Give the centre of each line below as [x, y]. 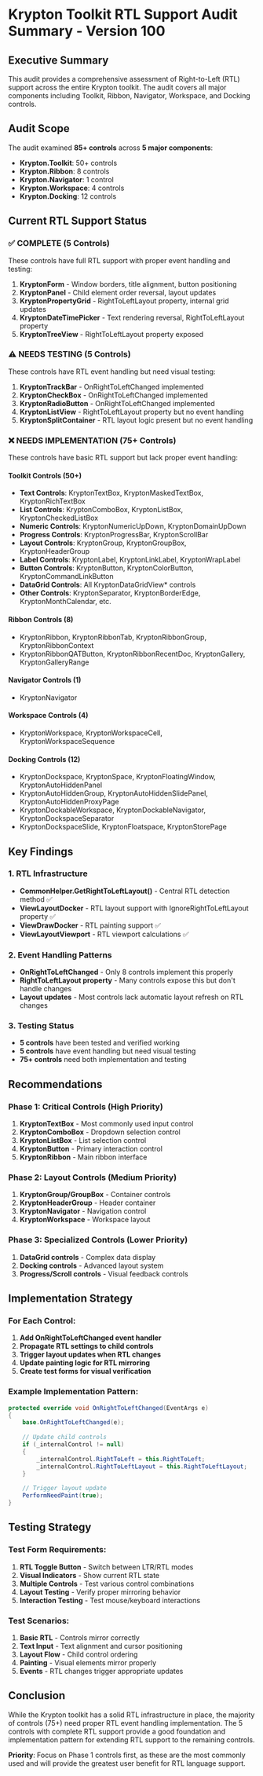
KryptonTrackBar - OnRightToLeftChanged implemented [111, 386]
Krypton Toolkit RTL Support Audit [123, 15]
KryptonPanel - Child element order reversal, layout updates [118, 292]
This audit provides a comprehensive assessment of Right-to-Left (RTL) [124, 79]
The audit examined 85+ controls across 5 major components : [111, 148]
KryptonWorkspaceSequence [67, 741]
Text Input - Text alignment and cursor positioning [101, 1646]
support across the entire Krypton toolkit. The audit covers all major [117, 87]
